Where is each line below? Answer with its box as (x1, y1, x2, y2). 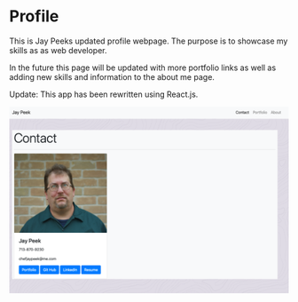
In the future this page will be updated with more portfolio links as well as (9, 62, 277, 73)
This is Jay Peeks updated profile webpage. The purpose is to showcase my (9, 36, 288, 46)
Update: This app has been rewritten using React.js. (9, 89, 199, 99)
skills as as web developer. (9, 44, 107, 55)
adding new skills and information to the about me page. (9, 71, 216, 82)
